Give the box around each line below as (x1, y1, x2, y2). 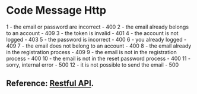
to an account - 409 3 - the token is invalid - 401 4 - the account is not (6, 29, 179, 36)
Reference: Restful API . (6, 79, 94, 89)
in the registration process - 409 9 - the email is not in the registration (6, 48, 177, 55)
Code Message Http (6, 4, 107, 17)
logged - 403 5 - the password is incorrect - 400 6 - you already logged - (6, 36, 187, 43)
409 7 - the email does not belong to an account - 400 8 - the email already (6, 42, 192, 49)
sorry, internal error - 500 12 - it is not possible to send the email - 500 (6, 61, 179, 68)
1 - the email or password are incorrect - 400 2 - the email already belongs (6, 23, 189, 30)
